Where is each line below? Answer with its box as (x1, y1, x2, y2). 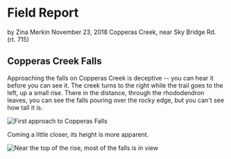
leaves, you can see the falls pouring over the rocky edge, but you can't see (7, 96, 224, 104)
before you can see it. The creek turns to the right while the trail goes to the (7, 81, 223, 90)
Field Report (7, 5, 79, 21)
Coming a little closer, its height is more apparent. (7, 130, 149, 138)
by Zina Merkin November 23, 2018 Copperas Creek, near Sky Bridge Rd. (7, 28, 216, 36)
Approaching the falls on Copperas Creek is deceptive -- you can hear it (7, 74, 214, 82)
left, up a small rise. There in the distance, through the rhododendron (7, 88, 205, 97)
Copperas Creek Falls (7, 56, 102, 67)
